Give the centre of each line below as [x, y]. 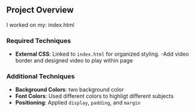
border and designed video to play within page [74, 61]
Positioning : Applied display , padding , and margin [78, 103]
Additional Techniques [41, 77]
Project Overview [40, 10]
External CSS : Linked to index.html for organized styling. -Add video [102, 54]
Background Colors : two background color [69, 90]
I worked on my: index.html [40, 24]
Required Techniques [39, 40]
